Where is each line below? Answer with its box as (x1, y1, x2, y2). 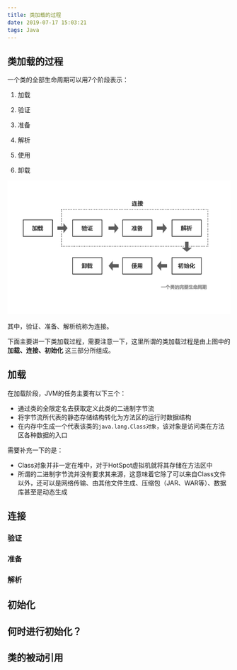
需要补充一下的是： (7, 446, 64, 454)
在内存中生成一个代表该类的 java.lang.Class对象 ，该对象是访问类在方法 (17, 422, 225, 430)
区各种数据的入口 (17, 430, 68, 439)
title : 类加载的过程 (7, 11, 62, 18)
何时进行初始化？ (7, 625, 82, 637)
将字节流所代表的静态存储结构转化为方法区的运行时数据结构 (17, 412, 192, 422)
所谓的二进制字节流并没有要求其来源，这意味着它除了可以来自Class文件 (17, 469, 226, 478)
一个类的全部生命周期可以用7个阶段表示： (7, 75, 129, 84)
